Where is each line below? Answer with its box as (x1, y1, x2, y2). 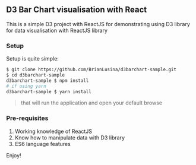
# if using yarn (6, 83, 46, 89)
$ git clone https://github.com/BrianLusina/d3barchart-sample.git (6, 66, 177, 73)
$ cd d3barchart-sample (6, 72, 65, 78)
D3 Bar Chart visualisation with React (6, 5, 147, 15)
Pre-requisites (6, 114, 49, 122)
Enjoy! (6, 151, 22, 159)
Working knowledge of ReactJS (14, 128, 93, 135)
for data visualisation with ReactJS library (6, 27, 108, 34)
